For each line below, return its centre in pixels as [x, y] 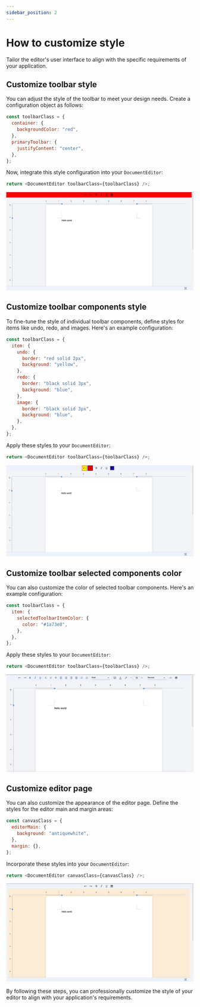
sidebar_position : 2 [32, 13]
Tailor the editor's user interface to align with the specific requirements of [96, 59]
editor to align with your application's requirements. [69, 997]
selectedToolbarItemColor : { [53, 618]
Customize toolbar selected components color [94, 573]
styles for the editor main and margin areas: [60, 809]
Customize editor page [49, 788]
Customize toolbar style [51, 84]
